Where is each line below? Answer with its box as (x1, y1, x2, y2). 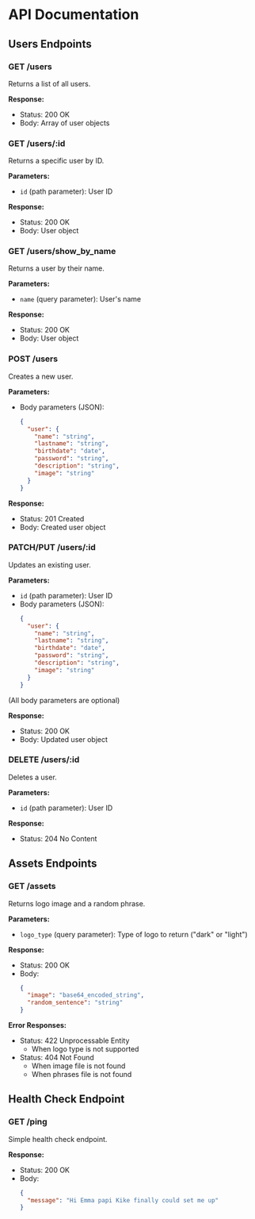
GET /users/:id (8, 137, 66, 148)
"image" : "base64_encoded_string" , (27, 991, 145, 999)
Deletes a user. (8, 772, 57, 782)
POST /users (8, 353, 58, 364)
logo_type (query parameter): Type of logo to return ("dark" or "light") (19, 929, 248, 939)
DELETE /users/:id (8, 754, 80, 765)
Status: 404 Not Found (19, 1053, 95, 1063)
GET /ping (8, 1117, 48, 1128)
